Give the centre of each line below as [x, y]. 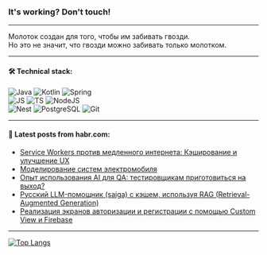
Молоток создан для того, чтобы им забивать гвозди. [99, 37]
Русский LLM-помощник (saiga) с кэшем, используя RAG [117, 194]
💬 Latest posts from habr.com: [59, 134]
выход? [32, 186]
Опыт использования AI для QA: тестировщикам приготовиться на [133, 177]
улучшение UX [44, 160]
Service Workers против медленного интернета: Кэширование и [128, 152]
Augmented [39, 203]
